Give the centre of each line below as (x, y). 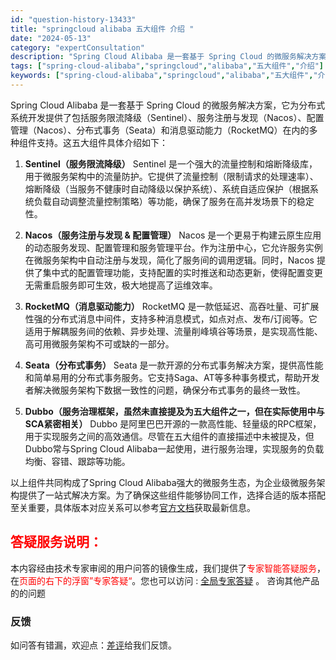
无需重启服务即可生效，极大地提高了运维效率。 (121, 285)
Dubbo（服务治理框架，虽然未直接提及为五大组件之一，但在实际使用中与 (174, 411)
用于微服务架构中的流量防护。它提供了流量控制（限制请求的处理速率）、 (171, 176)
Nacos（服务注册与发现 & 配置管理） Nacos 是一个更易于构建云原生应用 (173, 235)
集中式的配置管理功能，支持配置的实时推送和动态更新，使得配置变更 (182, 272)
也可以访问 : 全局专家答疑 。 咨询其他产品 (234, 580)
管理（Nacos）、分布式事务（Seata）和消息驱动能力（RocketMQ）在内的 (160, 130)
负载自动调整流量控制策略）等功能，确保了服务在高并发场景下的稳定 (174, 201)
